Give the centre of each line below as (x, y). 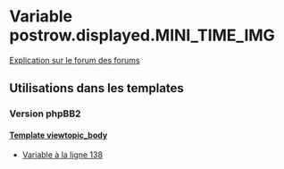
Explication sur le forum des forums (75, 60)
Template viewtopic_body (58, 135)
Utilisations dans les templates (97, 88)
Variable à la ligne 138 (63, 155)
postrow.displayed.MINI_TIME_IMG (142, 35)
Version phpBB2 (46, 114)
